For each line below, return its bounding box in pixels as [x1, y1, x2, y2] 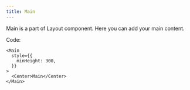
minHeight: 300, [16, 58, 57, 64]
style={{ [11, 52, 33, 59]
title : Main [6, 8, 35, 15]
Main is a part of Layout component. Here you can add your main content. [6, 25, 185, 32]
